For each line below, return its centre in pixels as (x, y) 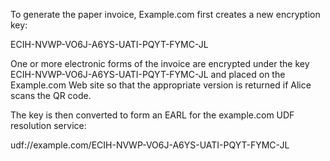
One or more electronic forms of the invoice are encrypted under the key (160, 63)
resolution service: (48, 125)
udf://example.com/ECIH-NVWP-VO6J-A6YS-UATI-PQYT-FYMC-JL (150, 145)
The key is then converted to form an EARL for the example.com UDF (152, 115)
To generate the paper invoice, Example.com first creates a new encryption (165, 14)
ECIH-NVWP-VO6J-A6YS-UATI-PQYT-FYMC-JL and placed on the (148, 74)
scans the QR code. (51, 95)
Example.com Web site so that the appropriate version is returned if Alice (161, 85)
